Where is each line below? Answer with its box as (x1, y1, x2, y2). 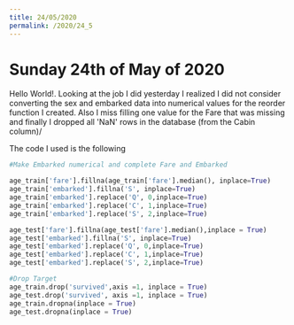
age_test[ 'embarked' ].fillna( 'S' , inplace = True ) (9, 234, 192, 243)
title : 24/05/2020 (9, 12, 77, 22)
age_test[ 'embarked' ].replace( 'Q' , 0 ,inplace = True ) (9, 242, 204, 251)
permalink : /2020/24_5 (9, 21, 93, 30)
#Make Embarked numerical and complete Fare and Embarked (9, 160, 228, 169)
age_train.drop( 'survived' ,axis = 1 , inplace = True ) (9, 282, 208, 291)
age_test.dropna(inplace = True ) (9, 307, 133, 316)
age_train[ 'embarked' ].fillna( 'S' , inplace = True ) (9, 185, 197, 194)
